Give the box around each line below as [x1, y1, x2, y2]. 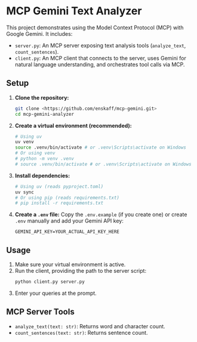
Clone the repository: [14, 94, 69, 101]
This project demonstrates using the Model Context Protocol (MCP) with [6, 24, 184, 31]
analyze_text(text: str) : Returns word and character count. [14, 322, 165, 329]
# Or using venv [14, 150, 56, 156]
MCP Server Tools [6, 307, 75, 317]
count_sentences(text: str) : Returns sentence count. [14, 329, 148, 336]
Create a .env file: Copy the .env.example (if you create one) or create [14, 211, 187, 218]
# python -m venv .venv [14, 156, 75, 162]
